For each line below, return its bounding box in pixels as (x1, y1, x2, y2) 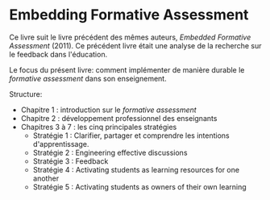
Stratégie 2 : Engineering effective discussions (32, 148, 188, 157)
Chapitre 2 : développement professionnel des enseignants (20, 113, 218, 123)
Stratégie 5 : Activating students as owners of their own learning (32, 181, 247, 191)
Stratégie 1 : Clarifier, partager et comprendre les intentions (32, 131, 231, 140)
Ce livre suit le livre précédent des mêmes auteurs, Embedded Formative (9, 32, 251, 42)
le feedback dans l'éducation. (9, 49, 108, 59)
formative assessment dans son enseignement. (9, 73, 168, 83)
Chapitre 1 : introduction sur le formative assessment (20, 105, 197, 115)
